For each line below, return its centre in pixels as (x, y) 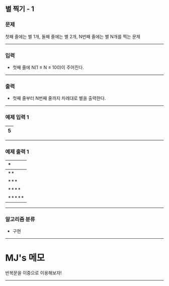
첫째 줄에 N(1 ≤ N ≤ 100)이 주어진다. (48, 67)
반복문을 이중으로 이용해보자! (33, 273)
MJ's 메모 (25, 258)
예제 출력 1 (17, 151)
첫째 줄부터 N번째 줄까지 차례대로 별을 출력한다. (59, 98)
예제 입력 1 (17, 117)
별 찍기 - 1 (20, 9)
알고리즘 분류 (20, 219)
